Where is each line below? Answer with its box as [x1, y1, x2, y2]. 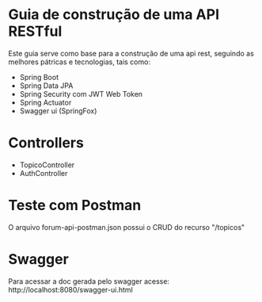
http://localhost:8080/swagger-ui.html [8, 285, 133, 294]
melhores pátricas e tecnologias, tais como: [8, 57, 150, 67]
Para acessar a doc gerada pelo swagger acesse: [8, 276, 170, 286]
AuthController [19, 168, 68, 178]
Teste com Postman [8, 197, 142, 215]
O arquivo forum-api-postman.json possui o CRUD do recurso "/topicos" [8, 222, 245, 231]
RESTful [8, 22, 63, 40]
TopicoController [19, 160, 75, 170]
